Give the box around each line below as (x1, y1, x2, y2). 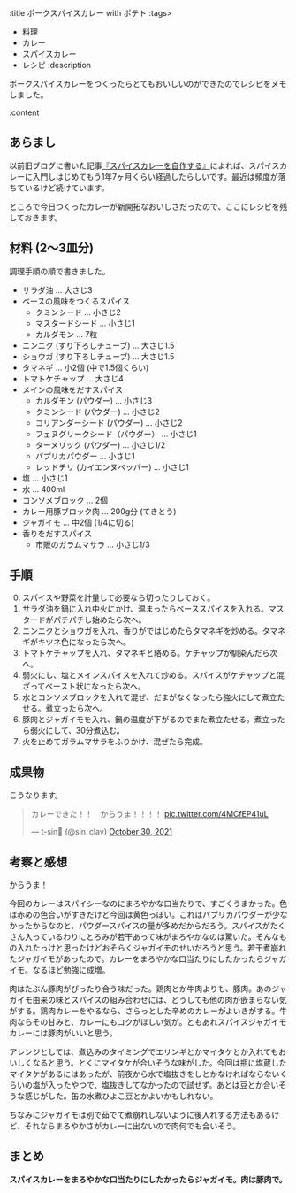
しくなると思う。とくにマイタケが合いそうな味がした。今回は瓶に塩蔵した (16, 1058, 287, 1068)
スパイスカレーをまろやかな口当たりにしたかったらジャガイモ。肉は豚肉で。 (9, 1174, 287, 1184)
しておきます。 (9, 212, 63, 223)
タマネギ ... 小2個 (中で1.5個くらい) (21, 362, 149, 373)
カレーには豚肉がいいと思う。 (9, 1028, 118, 1038)
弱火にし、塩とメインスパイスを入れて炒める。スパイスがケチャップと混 (21, 670, 285, 681)
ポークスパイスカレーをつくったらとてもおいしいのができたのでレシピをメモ (9, 79, 287, 89)
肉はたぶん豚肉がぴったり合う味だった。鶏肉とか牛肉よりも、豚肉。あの (9, 983, 272, 994)
